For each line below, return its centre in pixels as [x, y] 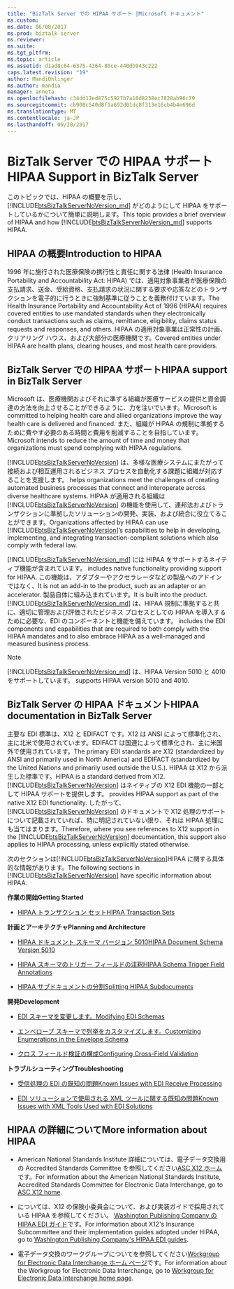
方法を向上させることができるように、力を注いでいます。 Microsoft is [118, 408]
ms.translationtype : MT [42, 111]
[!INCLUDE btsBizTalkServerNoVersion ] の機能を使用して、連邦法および [109, 505]
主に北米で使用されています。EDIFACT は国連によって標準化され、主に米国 [115, 742]
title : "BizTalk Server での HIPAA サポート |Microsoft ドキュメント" [106, 14]
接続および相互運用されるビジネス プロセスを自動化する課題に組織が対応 [112, 471]
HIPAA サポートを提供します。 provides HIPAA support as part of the [119, 793]
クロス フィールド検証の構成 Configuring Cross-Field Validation [108, 1053]
